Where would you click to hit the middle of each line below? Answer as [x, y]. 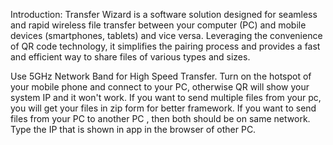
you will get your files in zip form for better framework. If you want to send [163, 108]
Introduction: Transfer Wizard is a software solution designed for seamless [164, 14]
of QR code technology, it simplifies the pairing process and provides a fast [165, 46]
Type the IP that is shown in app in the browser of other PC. [133, 129]
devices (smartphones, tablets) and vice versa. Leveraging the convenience [166, 35]
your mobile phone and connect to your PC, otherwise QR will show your [160, 87]
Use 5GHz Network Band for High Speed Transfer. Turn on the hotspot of [161, 76]
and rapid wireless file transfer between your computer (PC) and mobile [158, 25]
